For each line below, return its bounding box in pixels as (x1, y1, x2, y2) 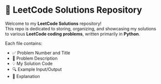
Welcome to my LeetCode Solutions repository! (5, 21, 102, 26)
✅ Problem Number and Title (12, 50, 70, 56)
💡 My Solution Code (12, 61, 53, 66)
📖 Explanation (12, 73, 40, 79)
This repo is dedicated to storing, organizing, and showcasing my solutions (5, 25, 157, 31)
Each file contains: (5, 40, 43, 46)
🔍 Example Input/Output (12, 66, 62, 72)
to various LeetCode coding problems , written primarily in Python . (5, 31, 140, 37)
